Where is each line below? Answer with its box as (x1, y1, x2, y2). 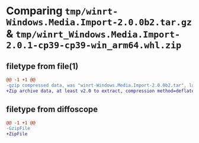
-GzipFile (6, 126, 31, 132)
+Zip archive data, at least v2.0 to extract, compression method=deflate (6, 88, 195, 94)
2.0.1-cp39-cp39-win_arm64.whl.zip (6, 40, 182, 51)
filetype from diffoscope (6, 104, 98, 115)
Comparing (6, 4, 63, 18)
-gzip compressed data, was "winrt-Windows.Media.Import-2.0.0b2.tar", (6, 82, 187, 88)
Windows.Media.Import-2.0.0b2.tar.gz (6, 17, 192, 28)
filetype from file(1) (6, 61, 79, 71)
